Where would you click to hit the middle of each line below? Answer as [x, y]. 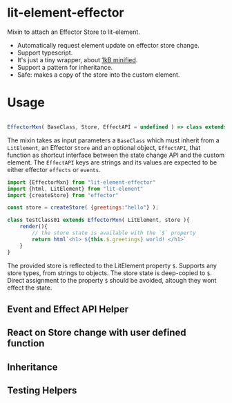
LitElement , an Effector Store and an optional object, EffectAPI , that [104, 147]
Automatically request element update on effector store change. [108, 45]
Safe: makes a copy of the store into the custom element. [98, 75]
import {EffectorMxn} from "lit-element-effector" [81, 182]
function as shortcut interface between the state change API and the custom [116, 155]
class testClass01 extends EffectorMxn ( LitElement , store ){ [98, 220]
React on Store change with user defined [97, 333]
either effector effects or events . [54, 169]
